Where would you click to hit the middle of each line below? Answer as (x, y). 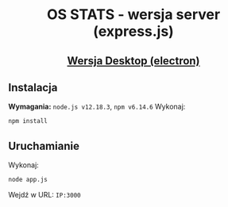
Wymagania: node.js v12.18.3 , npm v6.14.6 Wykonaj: (97, 107)
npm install (28, 121)
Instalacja (33, 88)
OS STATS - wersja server (133, 15)
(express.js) (133, 31)
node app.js (28, 180)
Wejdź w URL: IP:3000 (44, 194)
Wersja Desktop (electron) (133, 61)
